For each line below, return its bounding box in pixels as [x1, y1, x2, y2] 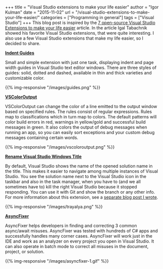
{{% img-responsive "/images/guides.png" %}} [5, 85, 100, 90]
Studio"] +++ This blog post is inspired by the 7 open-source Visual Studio [5, 20, 156, 25]
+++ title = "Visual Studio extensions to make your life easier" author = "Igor [5, 4, 159, 10]
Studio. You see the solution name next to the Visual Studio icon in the [5, 174, 147, 179]
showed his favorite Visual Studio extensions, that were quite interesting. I [5, 30, 154, 36]
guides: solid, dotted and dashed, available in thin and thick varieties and [5, 70, 152, 75]
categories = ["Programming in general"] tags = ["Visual [41, 15, 154, 20]
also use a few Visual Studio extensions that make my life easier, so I [5, 35, 143, 41]
